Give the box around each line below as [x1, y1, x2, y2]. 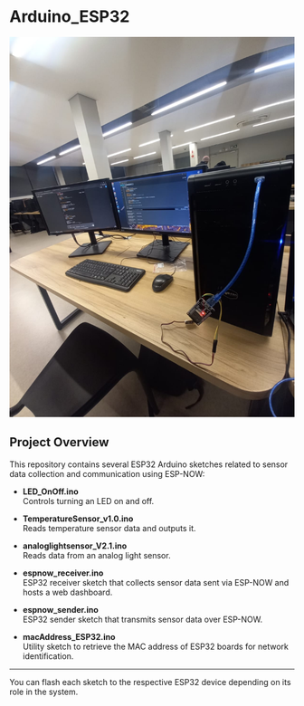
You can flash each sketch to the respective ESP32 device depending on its [9, 676, 291, 687]
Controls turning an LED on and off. [22, 495, 155, 506]
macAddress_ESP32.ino [22, 631, 116, 642]
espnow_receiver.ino [22, 568, 104, 578]
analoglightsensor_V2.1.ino [22, 540, 128, 551]
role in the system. [9, 686, 79, 697]
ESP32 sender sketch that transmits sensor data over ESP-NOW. [22, 614, 263, 625]
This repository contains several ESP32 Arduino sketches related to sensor [9, 459, 289, 470]
